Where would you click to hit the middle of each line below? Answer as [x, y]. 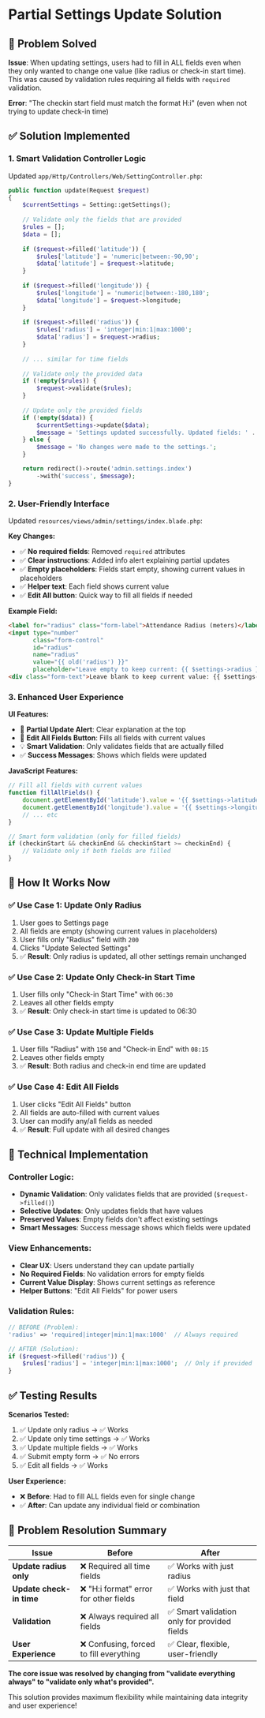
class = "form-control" [68, 640]
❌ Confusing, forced [118, 1644]
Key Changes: [32, 536]
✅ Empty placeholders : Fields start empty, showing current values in [132, 569]
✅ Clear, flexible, [199, 1644]
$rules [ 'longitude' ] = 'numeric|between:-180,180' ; [123, 293]
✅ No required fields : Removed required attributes [102, 551]
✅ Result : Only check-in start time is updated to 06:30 [108, 1011]
